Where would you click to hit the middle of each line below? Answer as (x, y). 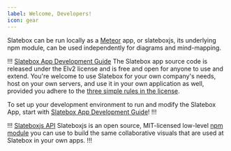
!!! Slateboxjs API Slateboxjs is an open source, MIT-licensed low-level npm (115, 125)
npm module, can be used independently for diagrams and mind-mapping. (114, 48)
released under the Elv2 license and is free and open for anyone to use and (115, 69)
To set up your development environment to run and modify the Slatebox (112, 104)
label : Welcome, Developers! (50, 14)
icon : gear (23, 20)
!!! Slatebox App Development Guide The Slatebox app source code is (107, 61)
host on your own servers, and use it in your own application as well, (106, 83)
